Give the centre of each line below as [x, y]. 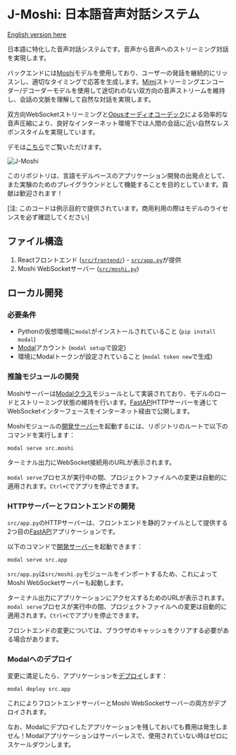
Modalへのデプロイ [40, 659]
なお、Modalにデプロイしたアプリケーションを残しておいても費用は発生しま [118, 727]
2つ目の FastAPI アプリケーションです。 [63, 532]
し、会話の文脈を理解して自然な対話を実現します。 [81, 99]
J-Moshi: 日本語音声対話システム [104, 14]
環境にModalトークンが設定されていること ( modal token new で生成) [115, 356]
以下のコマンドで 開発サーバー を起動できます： [75, 547]
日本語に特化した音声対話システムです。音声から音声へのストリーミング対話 [118, 49]
